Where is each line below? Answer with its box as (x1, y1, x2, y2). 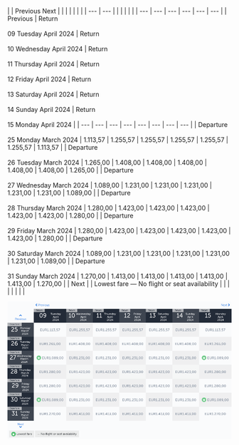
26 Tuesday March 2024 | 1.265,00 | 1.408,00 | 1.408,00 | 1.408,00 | (7, 158, 208, 167)
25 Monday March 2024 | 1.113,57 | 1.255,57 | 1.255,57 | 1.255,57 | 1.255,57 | (7, 135, 229, 144)
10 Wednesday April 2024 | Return (7, 45, 108, 53)
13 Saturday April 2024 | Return (7, 90, 100, 98)
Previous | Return (7, 14, 58, 23)
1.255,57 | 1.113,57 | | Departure (7, 143, 98, 151)
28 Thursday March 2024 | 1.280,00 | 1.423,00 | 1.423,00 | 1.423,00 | (7, 204, 210, 212)
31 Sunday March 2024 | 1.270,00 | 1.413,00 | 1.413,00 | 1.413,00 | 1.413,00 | (7, 272, 228, 280)
